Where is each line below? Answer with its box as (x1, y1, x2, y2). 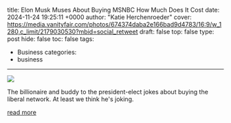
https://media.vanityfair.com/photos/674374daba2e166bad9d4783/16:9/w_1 (7, 20, 222, 28)
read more (7, 109, 36, 116)
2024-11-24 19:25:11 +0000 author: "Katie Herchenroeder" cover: (7, 13, 192, 21)
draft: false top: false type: (139, 27, 214, 36)
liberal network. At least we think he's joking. (7, 95, 134, 103)
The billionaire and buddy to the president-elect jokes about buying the (7, 88, 208, 96)
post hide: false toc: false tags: (7, 35, 94, 43)
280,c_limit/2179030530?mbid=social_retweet (7, 27, 139, 36)
